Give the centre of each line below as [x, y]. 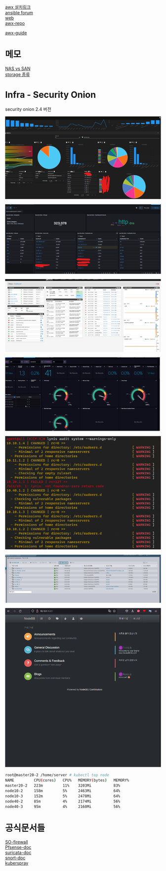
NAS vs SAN [18, 69]
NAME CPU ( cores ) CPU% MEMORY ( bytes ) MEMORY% [67, 781]
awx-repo [15, 23]
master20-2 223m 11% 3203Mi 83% [63, 786]
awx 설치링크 [18, 7]
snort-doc [15, 858]
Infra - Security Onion [51, 95]
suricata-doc [18, 853]
